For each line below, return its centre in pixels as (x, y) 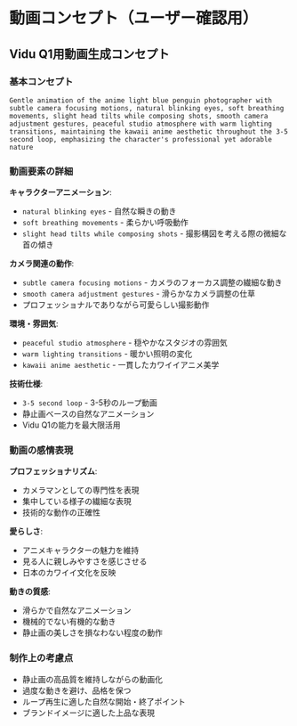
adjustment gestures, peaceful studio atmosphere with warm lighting (141, 124)
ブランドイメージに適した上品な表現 (88, 713)
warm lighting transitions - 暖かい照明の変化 (107, 354)
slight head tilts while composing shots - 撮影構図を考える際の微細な (154, 233)
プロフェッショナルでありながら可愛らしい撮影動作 (116, 305)
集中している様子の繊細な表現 (76, 502)
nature (21, 147)
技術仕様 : (26, 384)
